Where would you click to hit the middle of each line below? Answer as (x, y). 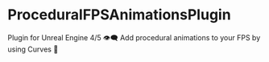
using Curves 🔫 (33, 49)
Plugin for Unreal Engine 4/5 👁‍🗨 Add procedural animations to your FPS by (134, 37)
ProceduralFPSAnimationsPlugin (119, 15)
